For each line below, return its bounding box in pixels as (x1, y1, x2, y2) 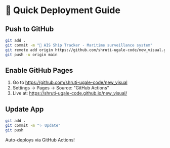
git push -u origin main (5, 52, 58, 57)
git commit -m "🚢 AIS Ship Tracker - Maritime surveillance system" (5, 42, 153, 47)
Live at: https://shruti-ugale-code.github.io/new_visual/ (12, 90, 127, 96)
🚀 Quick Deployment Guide (5, 5, 120, 16)
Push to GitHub (5, 25, 54, 33)
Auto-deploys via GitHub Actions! (5, 136, 75, 143)
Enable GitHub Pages (5, 66, 73, 75)
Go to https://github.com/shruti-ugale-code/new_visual (12, 79, 127, 85)
